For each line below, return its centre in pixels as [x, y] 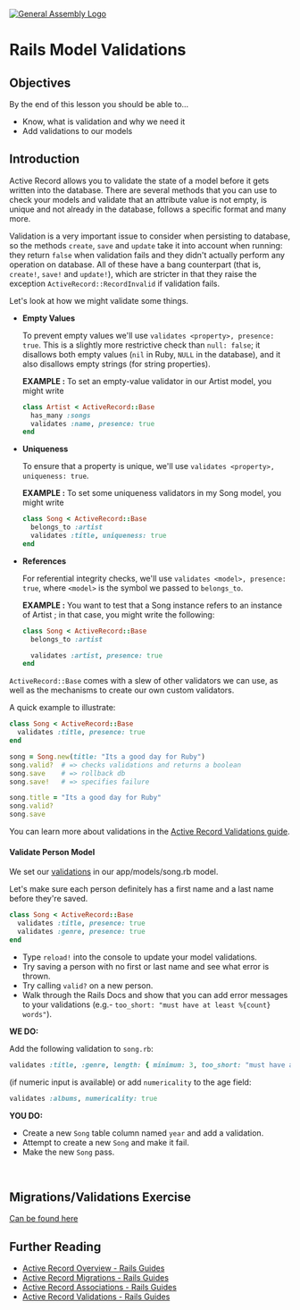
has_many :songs [61, 416]
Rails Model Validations [98, 50]
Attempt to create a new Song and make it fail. [105, 1142]
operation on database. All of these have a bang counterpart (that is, [135, 265]
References [44, 561]
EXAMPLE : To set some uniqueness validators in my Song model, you [152, 493]
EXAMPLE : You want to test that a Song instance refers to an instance [152, 605]
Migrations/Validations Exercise [100, 1197]
